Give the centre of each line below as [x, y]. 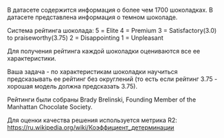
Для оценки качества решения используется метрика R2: [92, 120]
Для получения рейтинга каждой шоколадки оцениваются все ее [104, 51]
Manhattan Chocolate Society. [50, 107]
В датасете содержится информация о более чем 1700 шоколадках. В [110, 10]
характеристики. [32, 58]
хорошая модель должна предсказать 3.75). [72, 86]
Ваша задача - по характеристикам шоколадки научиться [92, 72]
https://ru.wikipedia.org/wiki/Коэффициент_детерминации [91, 127]
